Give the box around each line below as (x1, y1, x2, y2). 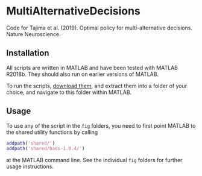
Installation (6, 48, 49, 58)
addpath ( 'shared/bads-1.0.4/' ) (6, 146, 85, 152)
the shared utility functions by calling (6, 128, 98, 136)
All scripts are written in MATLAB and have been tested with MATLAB (6, 64, 178, 71)
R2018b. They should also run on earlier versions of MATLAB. (6, 71, 159, 78)
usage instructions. (6, 163, 54, 170)
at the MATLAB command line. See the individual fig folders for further (6, 157, 183, 164)
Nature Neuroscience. (6, 30, 62, 37)
